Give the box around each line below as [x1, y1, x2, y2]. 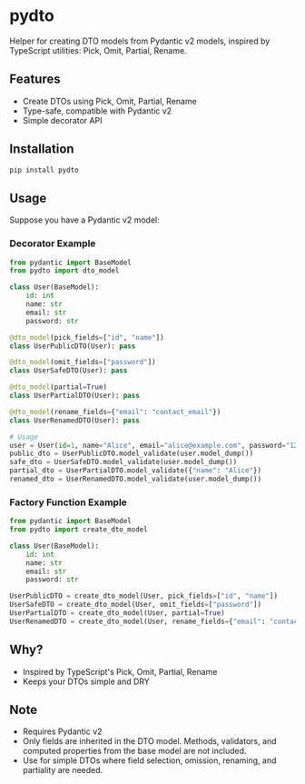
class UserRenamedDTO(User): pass [9, 415, 141, 425]
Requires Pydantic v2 [22, 726, 103, 737]
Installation [9, 142, 74, 157]
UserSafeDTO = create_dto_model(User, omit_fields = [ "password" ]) [9, 600, 261, 610]
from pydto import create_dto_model [9, 525, 148, 534]
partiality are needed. [22, 765, 103, 776]
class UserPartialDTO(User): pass [9, 392, 141, 401]
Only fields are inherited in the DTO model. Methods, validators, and [22, 736, 277, 747]
